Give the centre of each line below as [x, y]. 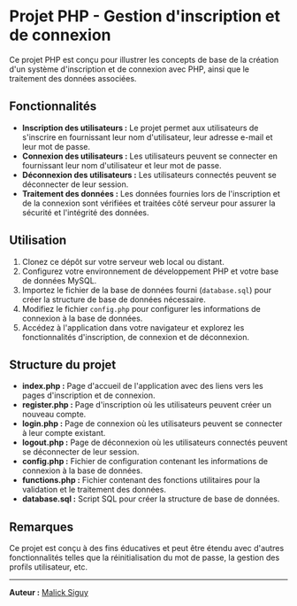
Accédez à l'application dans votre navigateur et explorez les [133, 327]
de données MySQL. [59, 280]
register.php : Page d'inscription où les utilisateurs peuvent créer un [147, 405]
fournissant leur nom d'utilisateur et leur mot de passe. [122, 165]
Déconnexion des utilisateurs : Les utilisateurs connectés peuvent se [149, 175]
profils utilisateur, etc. [49, 567]
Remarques [42, 527]
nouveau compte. [54, 415]
